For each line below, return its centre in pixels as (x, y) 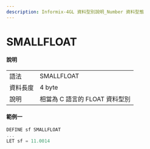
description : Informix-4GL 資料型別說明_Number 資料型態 (75, 12)
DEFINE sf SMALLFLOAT (34, 130)
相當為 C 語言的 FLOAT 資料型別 (85, 99)
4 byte (49, 87)
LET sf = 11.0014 (28, 141)
